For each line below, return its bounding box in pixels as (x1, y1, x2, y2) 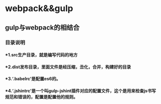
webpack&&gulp (5, 3, 73, 14)
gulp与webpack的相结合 (5, 23, 80, 31)
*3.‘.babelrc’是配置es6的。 (5, 76, 61, 82)
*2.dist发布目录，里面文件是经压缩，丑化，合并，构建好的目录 (5, 64, 131, 70)
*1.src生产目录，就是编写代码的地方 (5, 52, 78, 58)
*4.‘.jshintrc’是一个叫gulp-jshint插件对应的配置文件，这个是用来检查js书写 (5, 88, 156, 93)
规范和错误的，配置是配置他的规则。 (5, 94, 78, 100)
